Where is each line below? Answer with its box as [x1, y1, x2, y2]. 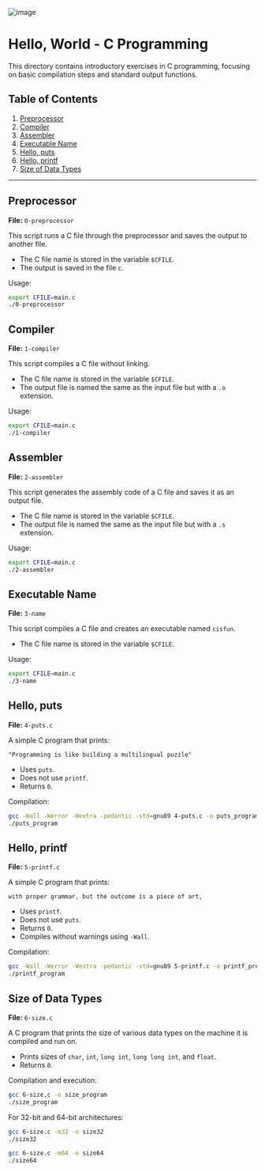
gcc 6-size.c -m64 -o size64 [8, 1149, 104, 1158]
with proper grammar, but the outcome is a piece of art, [8, 893, 203, 901]
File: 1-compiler [8, 344, 61, 353]
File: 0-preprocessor [8, 215, 74, 225]
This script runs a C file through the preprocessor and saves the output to [8, 230, 248, 240]
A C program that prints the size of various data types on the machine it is [8, 1028, 248, 1038]
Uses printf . [19, 906, 62, 917]
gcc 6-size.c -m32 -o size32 [8, 1128, 104, 1136]
